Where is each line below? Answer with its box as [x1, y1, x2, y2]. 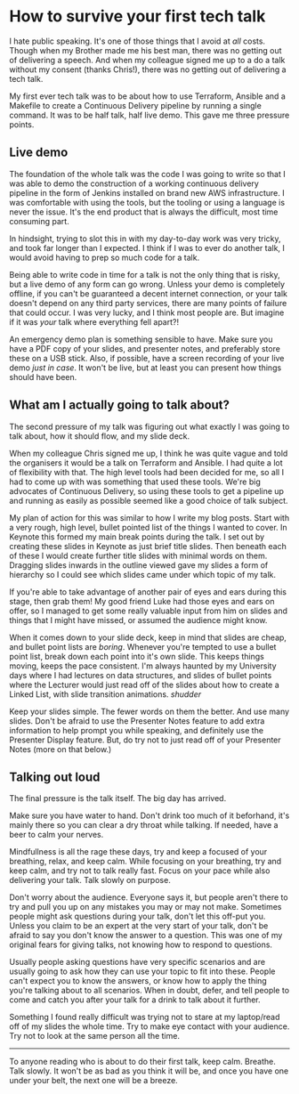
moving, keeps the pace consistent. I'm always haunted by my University [9, 660, 278, 671]
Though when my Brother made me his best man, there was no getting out [9, 45, 282, 55]
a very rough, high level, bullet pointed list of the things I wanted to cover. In [9, 522, 287, 532]
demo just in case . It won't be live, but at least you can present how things [9, 362, 282, 373]
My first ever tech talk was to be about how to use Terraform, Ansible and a [9, 91, 287, 101]
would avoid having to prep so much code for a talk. [9, 252, 200, 263]
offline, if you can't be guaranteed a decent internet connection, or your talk [9, 288, 287, 299]
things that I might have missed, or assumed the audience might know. [9, 614, 268, 625]
